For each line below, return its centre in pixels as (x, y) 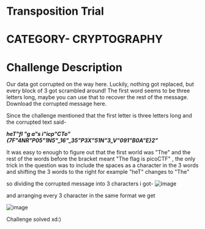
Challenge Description (64, 67)
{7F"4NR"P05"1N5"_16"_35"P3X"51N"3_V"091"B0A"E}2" (82, 141)
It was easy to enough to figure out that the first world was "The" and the (99, 152)
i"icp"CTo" (56, 134)
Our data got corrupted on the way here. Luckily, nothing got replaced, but (100, 84)
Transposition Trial (55, 11)
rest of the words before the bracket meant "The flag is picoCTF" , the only (101, 159)
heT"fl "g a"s (24, 134)
